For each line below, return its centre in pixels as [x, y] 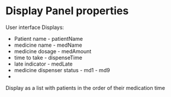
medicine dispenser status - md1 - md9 [62, 70]
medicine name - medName [48, 45]
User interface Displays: [35, 27]
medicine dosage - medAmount [53, 51]
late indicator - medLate [43, 64]
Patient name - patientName [49, 38]
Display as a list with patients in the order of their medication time [85, 88]
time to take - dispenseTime [48, 57]
